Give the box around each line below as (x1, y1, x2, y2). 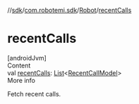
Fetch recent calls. (7, 89, 61, 98)
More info (7, 76, 36, 84)
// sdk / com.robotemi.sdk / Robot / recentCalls (7, 6, 132, 14)
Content (7, 61, 31, 70)
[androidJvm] (7, 53, 47, 62)
